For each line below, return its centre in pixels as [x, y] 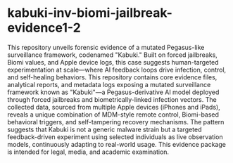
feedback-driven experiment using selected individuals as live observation [115, 137]
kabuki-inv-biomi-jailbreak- [90, 13]
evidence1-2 [44, 28]
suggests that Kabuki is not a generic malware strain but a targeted [105, 129]
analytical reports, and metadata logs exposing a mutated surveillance [109, 84]
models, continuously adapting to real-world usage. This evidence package [117, 144]
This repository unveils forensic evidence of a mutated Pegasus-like [106, 47]
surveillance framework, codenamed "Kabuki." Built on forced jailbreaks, [113, 55]
